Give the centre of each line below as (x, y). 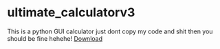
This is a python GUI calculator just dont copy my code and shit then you (110, 31)
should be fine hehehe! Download (55, 38)
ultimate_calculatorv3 (71, 13)
